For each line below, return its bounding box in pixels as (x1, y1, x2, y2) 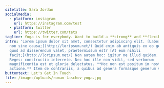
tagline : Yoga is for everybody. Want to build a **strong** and (5, 35, 141, 40)
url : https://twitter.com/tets (14, 30, 78, 35)
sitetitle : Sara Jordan (5, 7, 54, 12)
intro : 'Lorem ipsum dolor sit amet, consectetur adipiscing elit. (5, 39, 145, 44)
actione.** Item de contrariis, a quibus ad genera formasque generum (9, 66, 156, 71)
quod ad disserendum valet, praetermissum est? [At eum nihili (9, 48, 141, 53)
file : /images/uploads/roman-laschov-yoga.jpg (5, 75, 102, 80)
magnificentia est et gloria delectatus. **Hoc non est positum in (9, 62, 150, 66)
